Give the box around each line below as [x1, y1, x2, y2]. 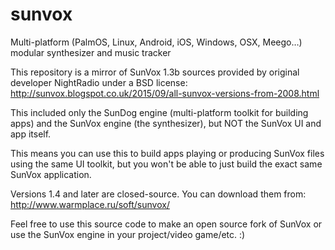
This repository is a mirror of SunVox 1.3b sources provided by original [10, 66, 300, 78]
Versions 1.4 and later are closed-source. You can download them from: [10, 188, 307, 200]
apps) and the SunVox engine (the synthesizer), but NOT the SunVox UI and [10, 117, 322, 129]
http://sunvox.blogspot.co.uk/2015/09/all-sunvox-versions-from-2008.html [10, 87, 320, 99]
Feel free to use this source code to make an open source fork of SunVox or [10, 218, 323, 230]
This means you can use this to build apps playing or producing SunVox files [10, 147, 325, 159]
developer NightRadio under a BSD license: [10, 76, 188, 88]
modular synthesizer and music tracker [10, 46, 172, 58]
